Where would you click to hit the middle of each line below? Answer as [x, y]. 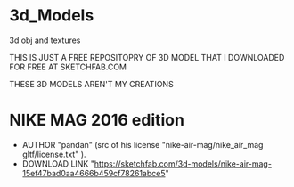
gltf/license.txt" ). [54, 154]
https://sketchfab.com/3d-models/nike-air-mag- [183, 163]
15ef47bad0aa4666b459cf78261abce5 [94, 173]
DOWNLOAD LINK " [58, 163]
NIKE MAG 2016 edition [97, 120]
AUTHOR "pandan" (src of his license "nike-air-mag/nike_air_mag [143, 144]
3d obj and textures [45, 40]
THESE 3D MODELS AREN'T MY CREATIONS [91, 84]
